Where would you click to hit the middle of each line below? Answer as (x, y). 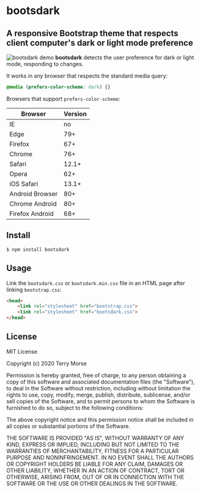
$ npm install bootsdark (38, 249)
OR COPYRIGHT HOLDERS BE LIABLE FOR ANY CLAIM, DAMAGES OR (95, 464)
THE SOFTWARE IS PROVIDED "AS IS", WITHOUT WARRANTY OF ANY (95, 438)
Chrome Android (33, 204)
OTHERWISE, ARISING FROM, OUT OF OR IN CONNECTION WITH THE (95, 477)
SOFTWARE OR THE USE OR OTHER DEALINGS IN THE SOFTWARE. (92, 483)
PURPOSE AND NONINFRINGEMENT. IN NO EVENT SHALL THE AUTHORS (100, 457)
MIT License (22, 351)
